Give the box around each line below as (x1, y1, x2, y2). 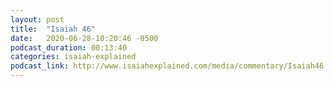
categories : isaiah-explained (10, 52, 137, 62)
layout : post (10, 14, 65, 25)
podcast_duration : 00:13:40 (10, 42, 128, 53)
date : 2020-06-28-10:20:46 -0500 (10, 33, 159, 43)
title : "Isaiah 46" (10, 24, 97, 34)
